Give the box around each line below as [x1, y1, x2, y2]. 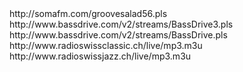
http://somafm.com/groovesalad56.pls [9, 8, 168, 19]
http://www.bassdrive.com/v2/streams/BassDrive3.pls [9, 18, 234, 30]
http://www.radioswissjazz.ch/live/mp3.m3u [9, 50, 192, 62]
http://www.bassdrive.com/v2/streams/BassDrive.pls [9, 29, 228, 41]
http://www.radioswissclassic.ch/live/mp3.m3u [9, 40, 203, 51]
